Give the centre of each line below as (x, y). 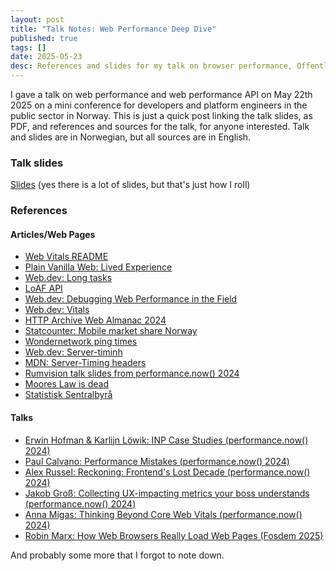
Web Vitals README (66, 257)
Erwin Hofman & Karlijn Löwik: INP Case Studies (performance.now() (166, 440)
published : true (44, 38)
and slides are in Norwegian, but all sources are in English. (131, 137)
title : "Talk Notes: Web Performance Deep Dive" (113, 29)
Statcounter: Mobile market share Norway (111, 331)
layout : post (37, 19)
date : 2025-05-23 (46, 57)
